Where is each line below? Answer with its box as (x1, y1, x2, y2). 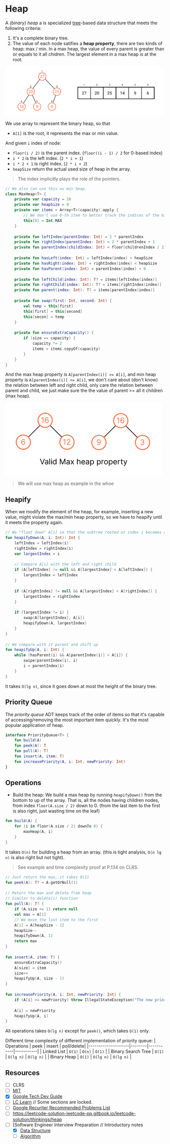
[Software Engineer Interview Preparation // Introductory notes (12, 1122, 143, 1128)
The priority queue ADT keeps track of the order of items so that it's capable (5, 711, 165, 717)
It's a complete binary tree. (12, 35, 69, 41)
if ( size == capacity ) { (23, 336, 76, 341)
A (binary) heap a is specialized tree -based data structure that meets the (5, 20, 158, 26)
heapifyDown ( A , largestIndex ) (23, 621, 87, 626)
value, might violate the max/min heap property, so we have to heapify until (5, 514, 162, 520)
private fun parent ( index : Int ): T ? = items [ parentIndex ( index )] (14, 288, 155, 293)
